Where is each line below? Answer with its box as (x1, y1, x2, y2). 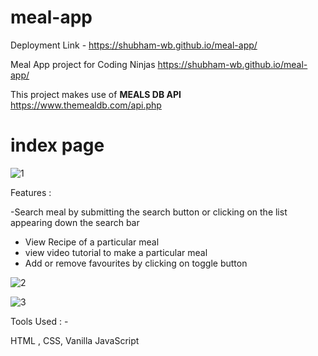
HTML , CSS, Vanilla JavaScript (10, 334, 140, 346)
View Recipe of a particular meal (24, 236, 160, 248)
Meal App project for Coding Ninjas (10, 58, 156, 70)
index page (10, 134, 105, 157)
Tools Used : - (10, 315, 69, 327)
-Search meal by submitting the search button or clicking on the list (10, 206, 288, 218)
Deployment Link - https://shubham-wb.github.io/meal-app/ (10, 39, 258, 51)
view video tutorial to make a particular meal (24, 246, 208, 258)
